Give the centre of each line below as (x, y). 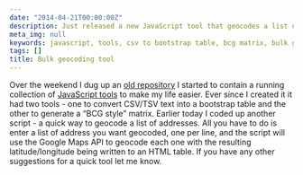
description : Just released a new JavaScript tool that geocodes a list (149, 26)
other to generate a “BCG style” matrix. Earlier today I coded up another (143, 114)
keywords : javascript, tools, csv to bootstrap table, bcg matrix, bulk (149, 43)
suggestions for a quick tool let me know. (86, 161)
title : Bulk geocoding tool (62, 59)
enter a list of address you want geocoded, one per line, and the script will (147, 132)
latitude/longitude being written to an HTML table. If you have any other (142, 152)
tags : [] (26, 51)
